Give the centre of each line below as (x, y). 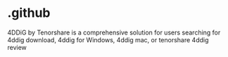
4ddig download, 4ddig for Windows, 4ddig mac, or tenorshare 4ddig (108, 39)
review (17, 47)
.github (29, 13)
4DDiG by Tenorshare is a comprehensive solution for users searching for (114, 32)
